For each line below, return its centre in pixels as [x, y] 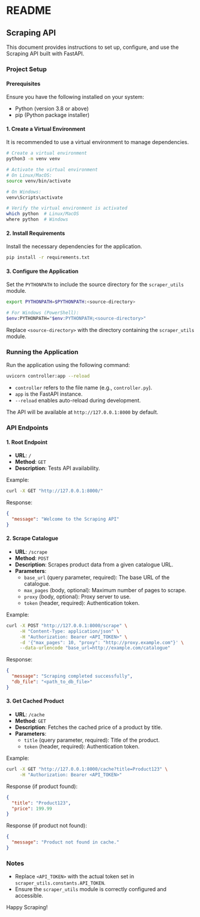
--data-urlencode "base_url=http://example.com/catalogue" [95, 648]
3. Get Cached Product [35, 701]
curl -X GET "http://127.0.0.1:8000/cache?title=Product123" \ [87, 769]
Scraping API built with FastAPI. [45, 54]
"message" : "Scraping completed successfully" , [72, 676]
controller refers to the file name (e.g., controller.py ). [83, 388]
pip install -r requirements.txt [48, 258]
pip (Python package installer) [52, 115]
